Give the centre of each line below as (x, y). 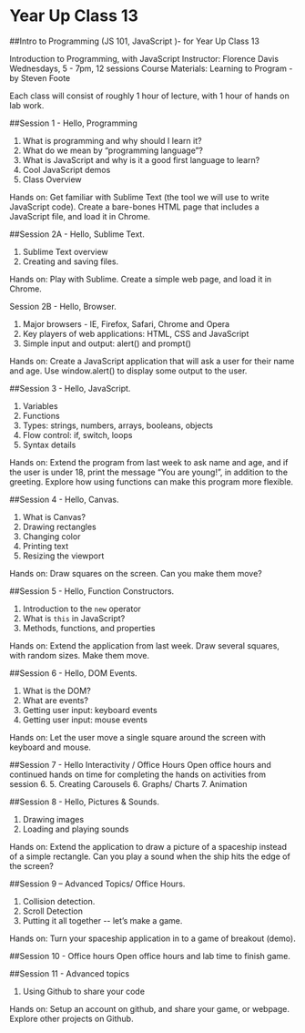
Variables (40, 405)
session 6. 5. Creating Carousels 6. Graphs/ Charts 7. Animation (128, 783)
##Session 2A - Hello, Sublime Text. (77, 234)
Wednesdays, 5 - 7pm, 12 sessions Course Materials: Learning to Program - (151, 68)
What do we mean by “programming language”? (112, 150)
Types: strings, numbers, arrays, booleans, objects (118, 425)
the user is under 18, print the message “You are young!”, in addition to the (149, 472)
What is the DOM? (56, 690)
